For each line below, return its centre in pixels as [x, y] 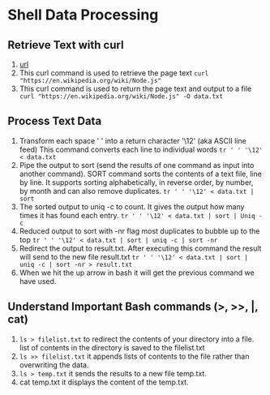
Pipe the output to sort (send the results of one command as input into [137, 165]
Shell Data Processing [83, 15]
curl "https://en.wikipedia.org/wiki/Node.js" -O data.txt [121, 97]
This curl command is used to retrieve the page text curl [114, 73]
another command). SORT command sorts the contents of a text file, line [141, 174]
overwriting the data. [54, 365]
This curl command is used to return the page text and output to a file [135, 88]
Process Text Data [55, 121]
